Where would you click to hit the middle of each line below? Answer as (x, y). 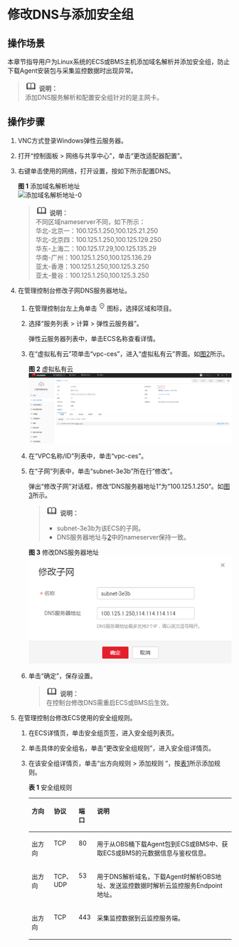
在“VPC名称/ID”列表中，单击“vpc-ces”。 (88, 456)
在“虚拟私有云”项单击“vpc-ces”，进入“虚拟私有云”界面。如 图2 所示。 (128, 353)
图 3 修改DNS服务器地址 (64, 552)
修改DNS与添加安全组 (70, 15)
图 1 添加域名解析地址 (49, 186)
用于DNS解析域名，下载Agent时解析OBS (156, 877)
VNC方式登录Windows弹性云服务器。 (73, 141)
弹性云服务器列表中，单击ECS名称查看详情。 (94, 338)
